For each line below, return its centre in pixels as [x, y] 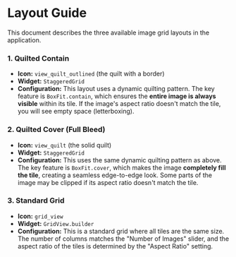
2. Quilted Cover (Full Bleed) [56, 130]
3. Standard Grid [36, 201]
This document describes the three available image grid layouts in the [108, 32]
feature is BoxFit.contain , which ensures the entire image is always [117, 96]
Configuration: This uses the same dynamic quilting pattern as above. [119, 160]
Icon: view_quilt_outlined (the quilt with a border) [91, 74]
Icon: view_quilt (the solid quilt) [64, 145]
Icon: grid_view [40, 216]
